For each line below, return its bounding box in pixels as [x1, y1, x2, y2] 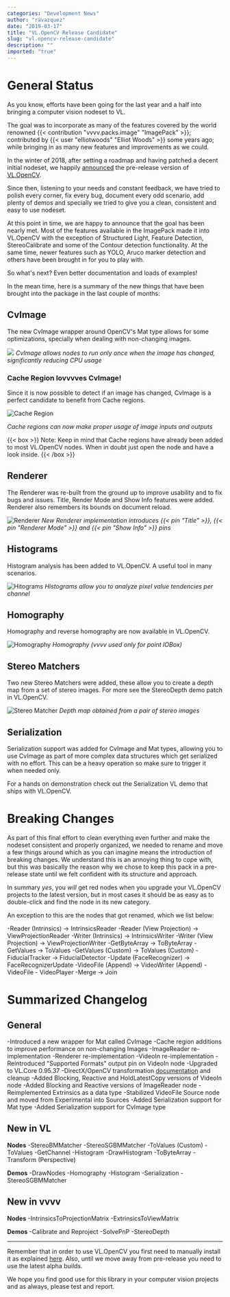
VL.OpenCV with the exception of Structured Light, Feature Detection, [7, 234, 204, 242]
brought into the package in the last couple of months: [7, 289, 161, 297]
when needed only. [7, 766, 62, 774]
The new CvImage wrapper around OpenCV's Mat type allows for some [7, 327, 209, 336]
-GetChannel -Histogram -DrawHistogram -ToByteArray [34, 1148, 192, 1157]
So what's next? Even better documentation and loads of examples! [7, 269, 198, 277]
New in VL [7, 1123, 51, 1135]
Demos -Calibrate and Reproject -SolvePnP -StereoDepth [7, 1227, 170, 1235]
